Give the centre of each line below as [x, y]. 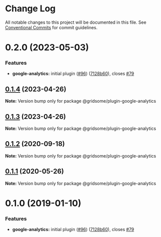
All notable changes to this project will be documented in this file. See [76, 22]
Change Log [30, 9]
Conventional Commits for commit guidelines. [51, 27]
